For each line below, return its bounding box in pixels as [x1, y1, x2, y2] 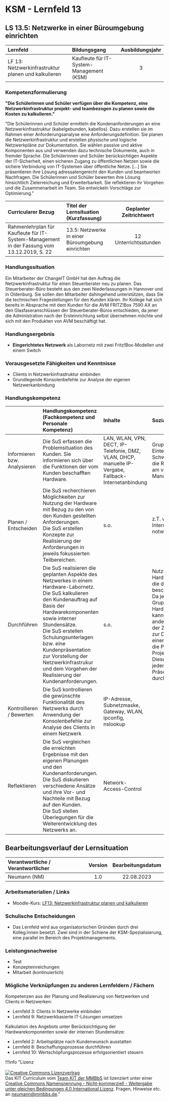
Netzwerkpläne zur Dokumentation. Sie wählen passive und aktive [5, 142, 142, 148]
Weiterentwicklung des [42, 820, 97, 827]
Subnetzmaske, [103, 702, 140, 709]
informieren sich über [42, 457, 94, 464]
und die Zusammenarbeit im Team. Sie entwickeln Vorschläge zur [5, 185, 141, 191]
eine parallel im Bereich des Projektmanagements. [12, 934, 117, 940]
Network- [103, 779, 127, 786]
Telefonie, [103, 447, 127, 454]
